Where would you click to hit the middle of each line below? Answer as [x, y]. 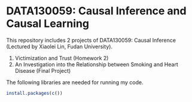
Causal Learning [48, 24]
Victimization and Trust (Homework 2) [62, 58]
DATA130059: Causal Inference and [96, 11]
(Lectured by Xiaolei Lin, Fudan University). [59, 47]
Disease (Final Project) [43, 70]
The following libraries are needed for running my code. [75, 82]
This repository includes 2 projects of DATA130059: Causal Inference [91, 40]
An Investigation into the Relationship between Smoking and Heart [96, 64]
